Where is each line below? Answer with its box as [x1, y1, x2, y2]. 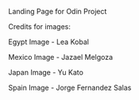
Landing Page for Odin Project [8, 7, 107, 16]
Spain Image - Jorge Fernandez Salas [8, 83, 132, 92]
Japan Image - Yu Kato [8, 68, 83, 77]
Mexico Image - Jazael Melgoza [8, 53, 114, 61]
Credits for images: [8, 22, 71, 31]
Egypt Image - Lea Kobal [8, 37, 90, 46]
